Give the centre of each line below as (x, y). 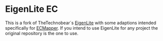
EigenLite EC (32, 9)
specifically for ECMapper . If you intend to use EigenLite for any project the (81, 28)
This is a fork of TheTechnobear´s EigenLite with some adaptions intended (81, 23)
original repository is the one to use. (42, 33)
